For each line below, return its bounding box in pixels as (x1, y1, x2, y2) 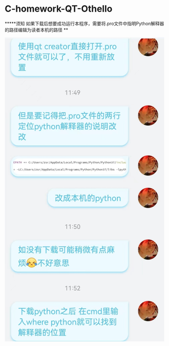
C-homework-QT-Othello (5, 3, 112, 15)
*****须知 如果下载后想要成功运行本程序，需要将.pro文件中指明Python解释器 (5, 20, 164, 26)
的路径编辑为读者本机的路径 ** (5, 26, 68, 33)
